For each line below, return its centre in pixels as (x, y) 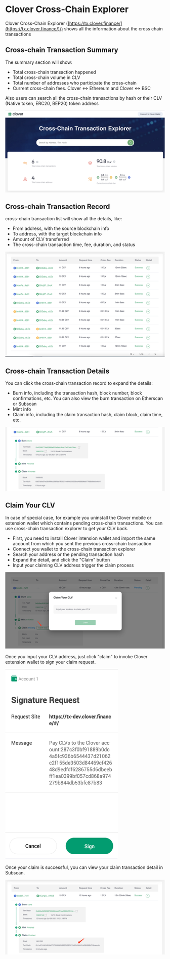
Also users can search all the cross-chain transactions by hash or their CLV (84, 98)
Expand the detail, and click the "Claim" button (61, 560)
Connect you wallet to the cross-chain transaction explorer (74, 549)
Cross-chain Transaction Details (57, 371)
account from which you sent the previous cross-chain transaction (82, 543)
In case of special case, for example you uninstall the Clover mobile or (78, 517)
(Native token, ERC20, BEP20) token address (52, 103)
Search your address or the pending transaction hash (68, 554)
